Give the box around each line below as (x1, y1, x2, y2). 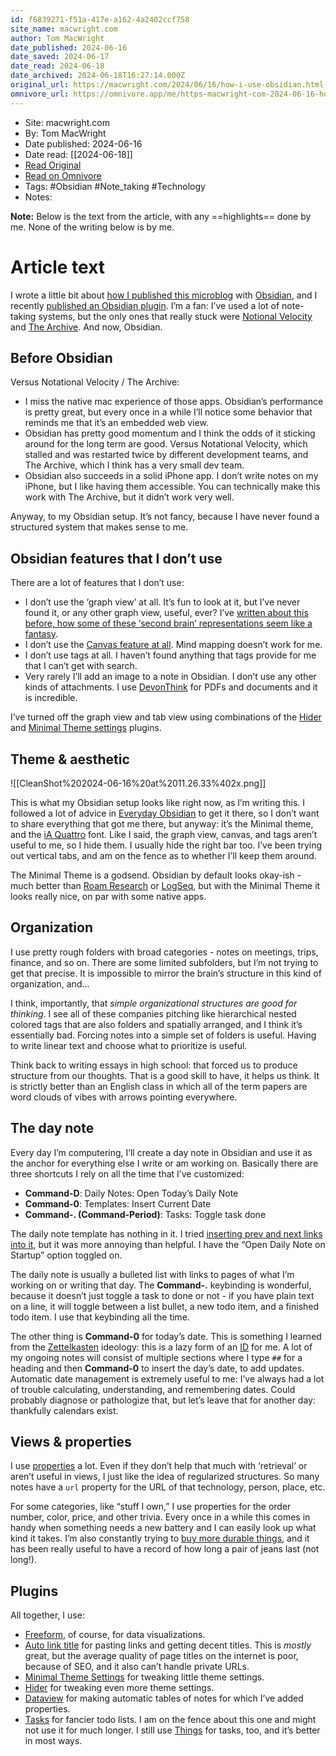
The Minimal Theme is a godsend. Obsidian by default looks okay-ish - (10, 869, 302, 881)
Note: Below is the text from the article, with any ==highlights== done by (10, 210, 312, 222)
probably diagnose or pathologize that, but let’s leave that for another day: (10, 1394, 317, 1406)
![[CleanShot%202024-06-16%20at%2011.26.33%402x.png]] (10, 777, 267, 789)
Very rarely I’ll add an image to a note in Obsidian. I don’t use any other (24, 671, 317, 683)
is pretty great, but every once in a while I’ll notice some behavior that (24, 406, 313, 418)
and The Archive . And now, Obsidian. (10, 321, 163, 333)
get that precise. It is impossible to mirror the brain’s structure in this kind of (10, 967, 322, 979)
